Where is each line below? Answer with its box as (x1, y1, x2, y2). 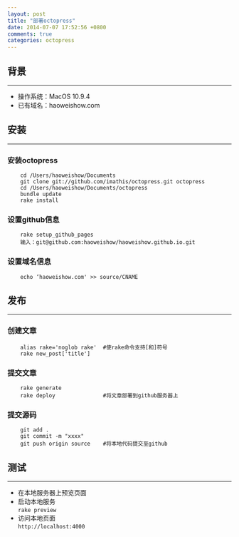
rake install (20, 197, 59, 204)
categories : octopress (7, 37, 75, 44)
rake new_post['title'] (20, 350, 91, 357)
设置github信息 (7, 215, 60, 225)
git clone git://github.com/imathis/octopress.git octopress (20, 178, 205, 185)
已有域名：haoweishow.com (17, 101, 100, 109)
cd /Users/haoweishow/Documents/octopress (20, 185, 148, 192)
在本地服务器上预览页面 (17, 489, 87, 497)
